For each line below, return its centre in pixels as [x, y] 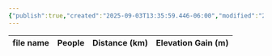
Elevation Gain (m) [192, 42]
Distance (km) [120, 42]
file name [31, 42]
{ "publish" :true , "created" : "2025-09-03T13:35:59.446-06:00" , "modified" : [134, 16]
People [71, 42]
